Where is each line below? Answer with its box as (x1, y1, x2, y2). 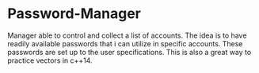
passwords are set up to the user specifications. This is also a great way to (7, 47, 252, 57)
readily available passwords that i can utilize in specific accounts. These (7, 38, 243, 48)
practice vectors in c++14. (7, 56, 93, 65)
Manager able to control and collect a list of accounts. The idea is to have (7, 31, 247, 40)
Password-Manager (7, 5, 142, 23)
